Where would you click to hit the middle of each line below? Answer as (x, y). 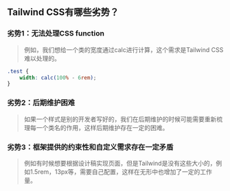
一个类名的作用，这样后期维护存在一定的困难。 (102, 127)
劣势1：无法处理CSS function (56, 34)
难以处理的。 (42, 58)
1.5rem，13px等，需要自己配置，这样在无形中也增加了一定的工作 (121, 171)
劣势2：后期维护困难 (41, 103)
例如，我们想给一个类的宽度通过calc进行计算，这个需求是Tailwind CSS (124, 49)
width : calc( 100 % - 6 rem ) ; (58, 77)
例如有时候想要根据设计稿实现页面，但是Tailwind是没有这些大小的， (120, 163)
